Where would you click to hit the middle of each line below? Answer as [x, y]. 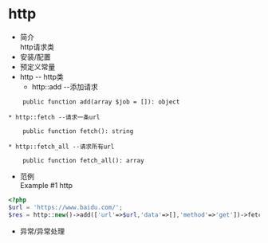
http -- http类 [41, 76]
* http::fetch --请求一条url [54, 117]
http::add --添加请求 [65, 86]
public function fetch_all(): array [84, 160]
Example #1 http [46, 185]
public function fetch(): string [78, 131]
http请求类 [37, 47]
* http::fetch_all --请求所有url [61, 147]
